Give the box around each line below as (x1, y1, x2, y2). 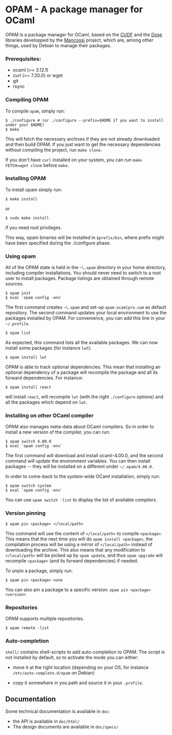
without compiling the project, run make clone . (5, 146, 102, 153)
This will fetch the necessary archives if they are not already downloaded (5, 136, 160, 142)
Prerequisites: (5, 55, 41, 62)
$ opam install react (5, 385, 52, 390)
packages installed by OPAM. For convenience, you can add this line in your (5, 315, 165, 322)
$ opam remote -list (5, 626, 50, 631)
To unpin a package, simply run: (5, 568, 73, 574)
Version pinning (5, 510, 46, 517)
